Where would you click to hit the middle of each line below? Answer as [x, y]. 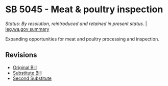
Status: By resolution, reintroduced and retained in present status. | [76, 24]
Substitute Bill [27, 73]
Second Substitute [32, 78]
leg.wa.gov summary [27, 29]
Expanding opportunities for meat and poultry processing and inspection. [82, 39]
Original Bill [25, 67]
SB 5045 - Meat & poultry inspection [84, 9]
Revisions [21, 55]
